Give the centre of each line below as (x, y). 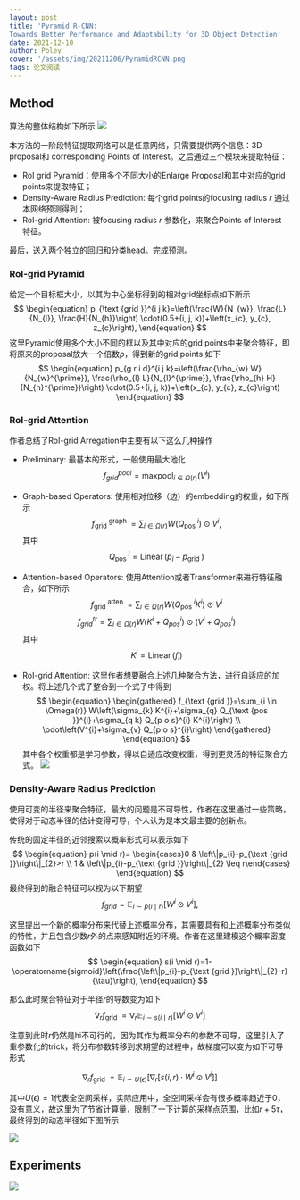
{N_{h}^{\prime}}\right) (62, 387)
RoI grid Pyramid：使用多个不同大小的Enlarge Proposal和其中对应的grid (154, 175)
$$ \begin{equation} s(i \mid (140, 962)
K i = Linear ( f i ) (157, 655)
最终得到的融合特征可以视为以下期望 (76, 888)
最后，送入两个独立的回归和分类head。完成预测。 (101, 250)
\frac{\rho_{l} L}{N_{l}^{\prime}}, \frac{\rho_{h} (179, 378)
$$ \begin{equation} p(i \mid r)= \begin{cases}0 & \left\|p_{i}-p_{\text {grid (150, 854)
